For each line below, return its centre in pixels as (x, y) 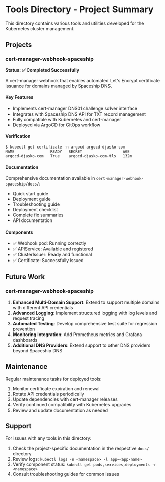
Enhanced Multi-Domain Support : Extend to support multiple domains (86, 302)
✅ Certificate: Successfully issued (48, 261)
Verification (18, 136)
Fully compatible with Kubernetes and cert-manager (67, 119)
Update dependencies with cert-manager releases (65, 399)
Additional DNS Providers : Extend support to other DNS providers (81, 345)
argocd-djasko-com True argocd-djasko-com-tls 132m (69, 156)
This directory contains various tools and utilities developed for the (75, 23)
